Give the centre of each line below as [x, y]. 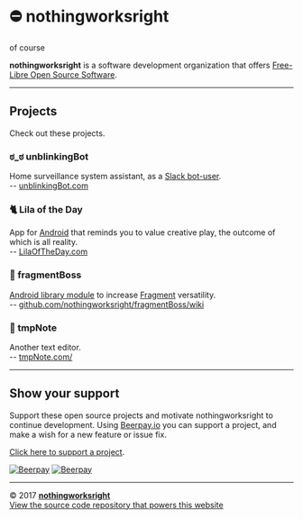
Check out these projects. [57, 133]
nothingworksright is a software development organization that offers [140, 65]
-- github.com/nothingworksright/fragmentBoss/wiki [107, 304]
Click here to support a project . [67, 451]
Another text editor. [45, 347]
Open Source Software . [73, 74]
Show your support [64, 393]
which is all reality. [44, 242]
